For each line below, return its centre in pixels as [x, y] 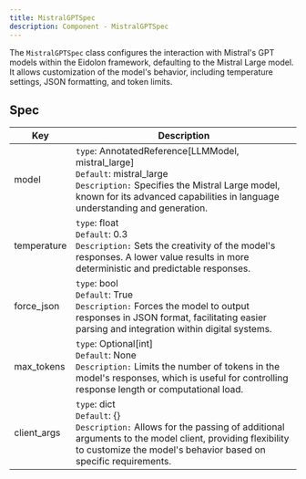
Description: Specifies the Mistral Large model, [178, 185]
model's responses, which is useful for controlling [182, 378]
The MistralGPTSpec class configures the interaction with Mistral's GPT [142, 52]
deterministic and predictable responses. [163, 268]
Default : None [106, 355]
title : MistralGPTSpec [52, 18]
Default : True [105, 295]
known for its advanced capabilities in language [178, 197]
